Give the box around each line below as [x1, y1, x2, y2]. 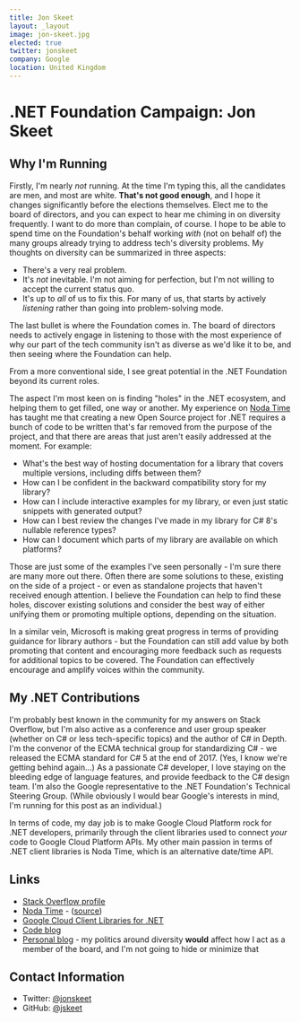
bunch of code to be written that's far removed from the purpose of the [9, 421, 272, 432]
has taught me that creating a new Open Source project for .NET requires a [9, 412, 287, 423]
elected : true [9, 38, 63, 48]
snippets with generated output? [21, 505, 142, 516]
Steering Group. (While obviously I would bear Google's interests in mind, [9, 791, 280, 801]
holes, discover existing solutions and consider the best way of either [9, 598, 266, 610]
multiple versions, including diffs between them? [21, 467, 201, 478]
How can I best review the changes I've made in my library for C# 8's [21, 515, 278, 526]
